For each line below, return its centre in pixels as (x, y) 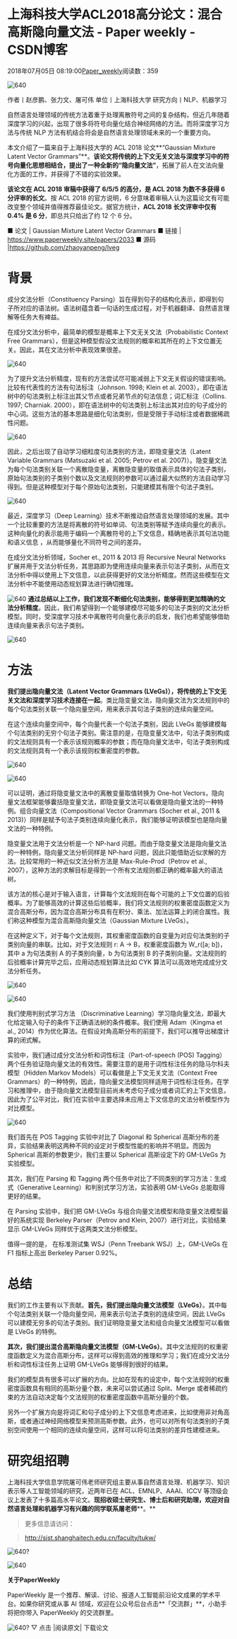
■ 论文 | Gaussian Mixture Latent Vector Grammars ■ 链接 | (95, 230)
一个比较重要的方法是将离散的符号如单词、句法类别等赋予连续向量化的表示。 (119, 524)
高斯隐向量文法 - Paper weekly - (102, 32)
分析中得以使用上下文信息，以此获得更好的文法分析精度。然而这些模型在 (118, 575)
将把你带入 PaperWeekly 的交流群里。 (62, 1612)
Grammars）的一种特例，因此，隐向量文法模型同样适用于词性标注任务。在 (115, 1081)
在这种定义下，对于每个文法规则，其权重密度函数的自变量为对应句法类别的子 (119, 935)
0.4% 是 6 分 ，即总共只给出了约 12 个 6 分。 (72, 215)
